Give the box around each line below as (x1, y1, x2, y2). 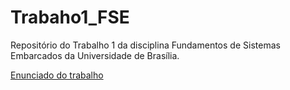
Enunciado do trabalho (10, 69, 104, 81)
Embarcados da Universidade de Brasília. (10, 49, 180, 61)
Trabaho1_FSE (10, 6, 130, 29)
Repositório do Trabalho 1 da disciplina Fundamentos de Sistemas (10, 39, 281, 51)
